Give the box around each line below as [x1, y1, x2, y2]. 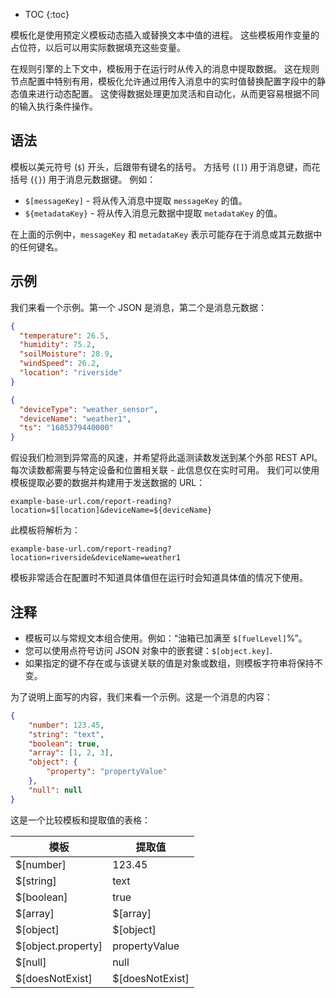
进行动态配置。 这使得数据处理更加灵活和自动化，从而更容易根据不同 [36, 88, 320, 99]
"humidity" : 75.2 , [19, 340, 97, 350]
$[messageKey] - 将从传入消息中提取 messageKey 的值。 [24, 194, 248, 206]
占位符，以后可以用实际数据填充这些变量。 [10, 42, 186, 53]
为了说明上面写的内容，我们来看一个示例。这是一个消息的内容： [10, 690, 273, 703]
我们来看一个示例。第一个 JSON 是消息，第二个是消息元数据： [10, 301, 268, 313]
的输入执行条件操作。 [10, 100, 98, 112]
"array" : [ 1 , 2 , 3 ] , [28, 748, 114, 758]
